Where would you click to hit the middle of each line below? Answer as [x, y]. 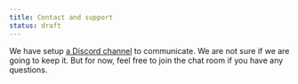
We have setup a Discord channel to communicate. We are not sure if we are [149, 50]
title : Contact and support [61, 17]
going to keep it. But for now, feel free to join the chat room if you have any [146, 60]
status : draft [36, 26]
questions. [28, 69]
